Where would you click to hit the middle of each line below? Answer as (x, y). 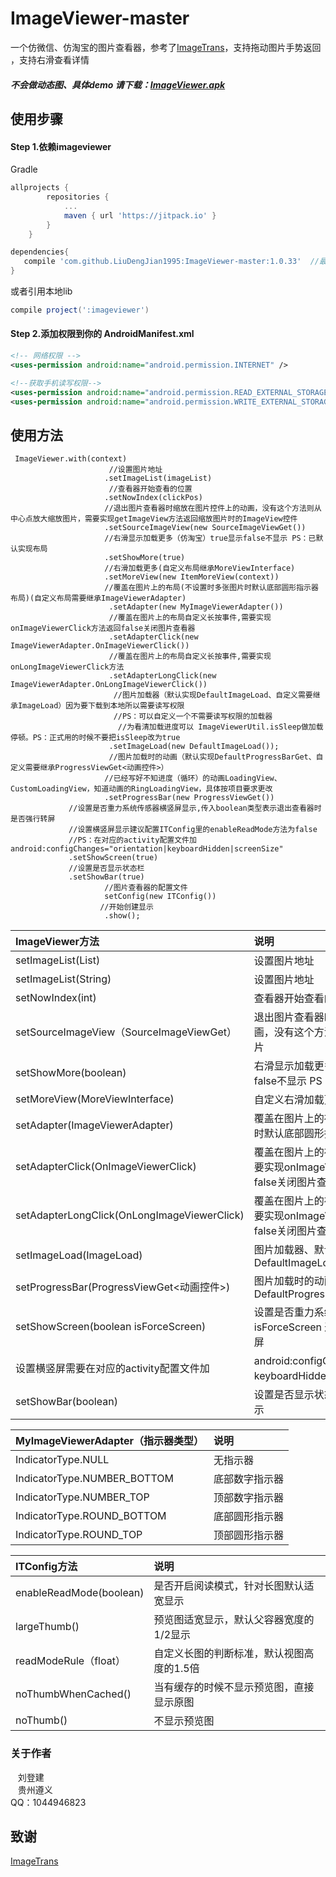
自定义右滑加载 (289, 1100)
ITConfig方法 (46, 1567)
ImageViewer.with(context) (71, 459)
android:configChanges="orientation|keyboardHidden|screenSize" (147, 849)
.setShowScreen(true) (113, 858)
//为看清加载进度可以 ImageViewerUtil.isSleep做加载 (220, 727)
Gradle (24, 169)
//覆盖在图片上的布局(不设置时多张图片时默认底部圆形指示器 (211, 588)
